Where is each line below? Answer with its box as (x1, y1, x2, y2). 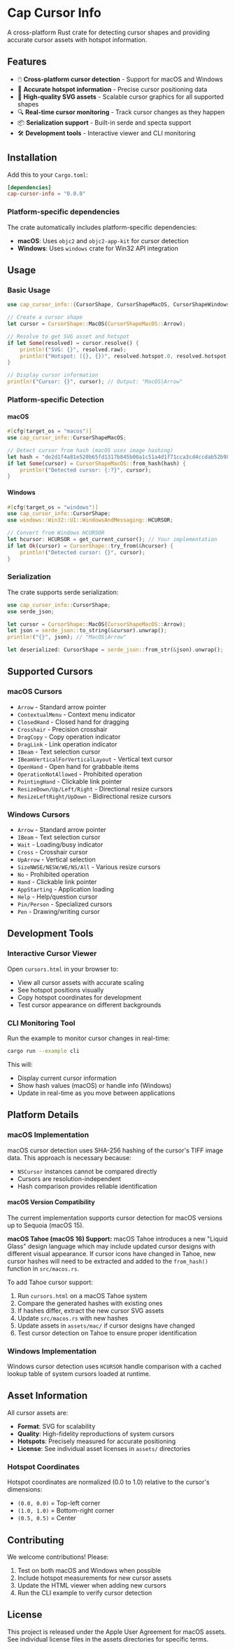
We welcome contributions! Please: (7, 1553, 109, 1561)
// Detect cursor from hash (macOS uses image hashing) (7, 446, 173, 454)
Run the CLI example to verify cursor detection (17, 1589, 152, 1597)
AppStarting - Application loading (17, 885, 114, 894)
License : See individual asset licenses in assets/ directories (17, 1444, 191, 1452)
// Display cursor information (7, 371, 99, 379)
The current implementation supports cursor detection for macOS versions (7, 1213, 222, 1222)
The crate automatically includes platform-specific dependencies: (7, 223, 197, 231)
